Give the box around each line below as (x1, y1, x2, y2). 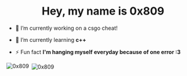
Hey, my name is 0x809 (42, 4, 164, 18)
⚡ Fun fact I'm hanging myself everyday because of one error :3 (15, 48, 181, 55)
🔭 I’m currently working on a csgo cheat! (15, 24, 118, 32)
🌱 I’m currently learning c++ (15, 36, 87, 43)
